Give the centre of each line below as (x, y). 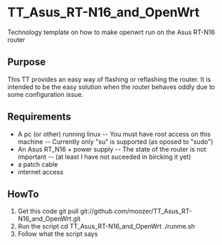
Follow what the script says (58, 234)
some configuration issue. (46, 94)
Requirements (39, 117)
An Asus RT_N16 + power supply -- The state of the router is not (112, 149)
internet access (41, 172)
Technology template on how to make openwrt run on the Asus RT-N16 (111, 32)
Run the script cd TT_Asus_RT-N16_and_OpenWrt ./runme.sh (106, 226)
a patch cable (38, 164)
